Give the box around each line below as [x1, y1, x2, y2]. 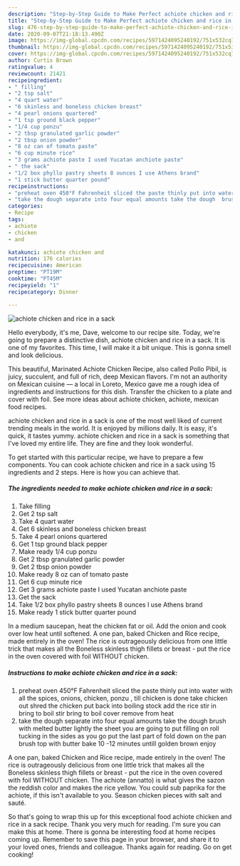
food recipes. [8, 402, 47, 411]
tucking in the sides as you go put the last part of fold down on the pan [18, 732, 226, 741]
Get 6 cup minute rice [18, 578, 83, 587]
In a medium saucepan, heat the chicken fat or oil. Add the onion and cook [8, 622, 227, 631]
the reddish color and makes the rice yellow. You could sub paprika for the [8, 783, 226, 792]
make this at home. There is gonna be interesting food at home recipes [8, 828, 216, 836]
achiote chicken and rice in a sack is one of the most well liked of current [8, 416, 223, 425]
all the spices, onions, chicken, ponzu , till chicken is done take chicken [18, 694, 228, 703]
